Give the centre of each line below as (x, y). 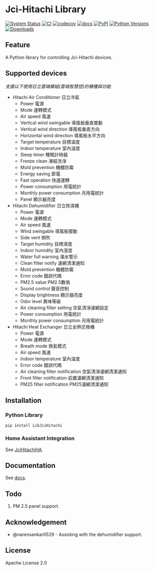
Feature (18, 45)
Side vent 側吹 (35, 237)
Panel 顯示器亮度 (38, 199)
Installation (23, 400)
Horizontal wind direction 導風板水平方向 (63, 135)
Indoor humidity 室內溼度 (46, 250)
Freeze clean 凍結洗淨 (43, 161)
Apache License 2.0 (26, 563)
